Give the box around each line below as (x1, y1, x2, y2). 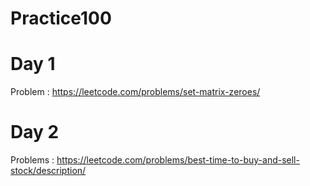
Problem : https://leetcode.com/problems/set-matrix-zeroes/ (10, 86, 261, 98)
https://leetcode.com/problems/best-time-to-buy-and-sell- (56, 154, 300, 166)
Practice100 (10, 7, 112, 30)
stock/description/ (10, 165, 87, 177)
